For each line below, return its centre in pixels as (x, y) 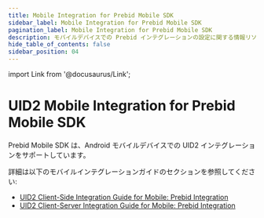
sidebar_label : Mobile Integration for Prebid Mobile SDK (105, 23)
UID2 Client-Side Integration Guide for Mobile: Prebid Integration (124, 197)
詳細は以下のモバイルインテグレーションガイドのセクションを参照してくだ (128, 171)
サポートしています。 (56, 154)
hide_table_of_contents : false (59, 45)
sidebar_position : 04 (44, 52)
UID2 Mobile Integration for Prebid (122, 106)
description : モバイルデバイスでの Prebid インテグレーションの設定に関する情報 (127, 37)
